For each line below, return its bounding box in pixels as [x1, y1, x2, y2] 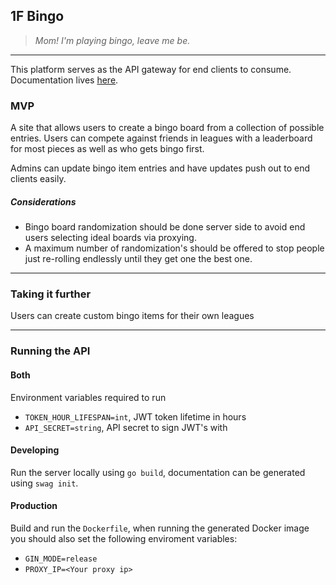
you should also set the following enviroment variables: [10, 532, 238, 544]
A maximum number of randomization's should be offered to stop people [24, 242, 325, 254]
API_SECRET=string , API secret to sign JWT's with [24, 421, 228, 433]
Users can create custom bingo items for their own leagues [10, 310, 255, 322]
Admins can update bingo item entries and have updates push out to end [10, 162, 311, 174]
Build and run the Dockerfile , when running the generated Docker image [10, 522, 310, 534]
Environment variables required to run [10, 391, 167, 403]
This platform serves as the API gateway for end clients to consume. [10, 63, 292, 75]
